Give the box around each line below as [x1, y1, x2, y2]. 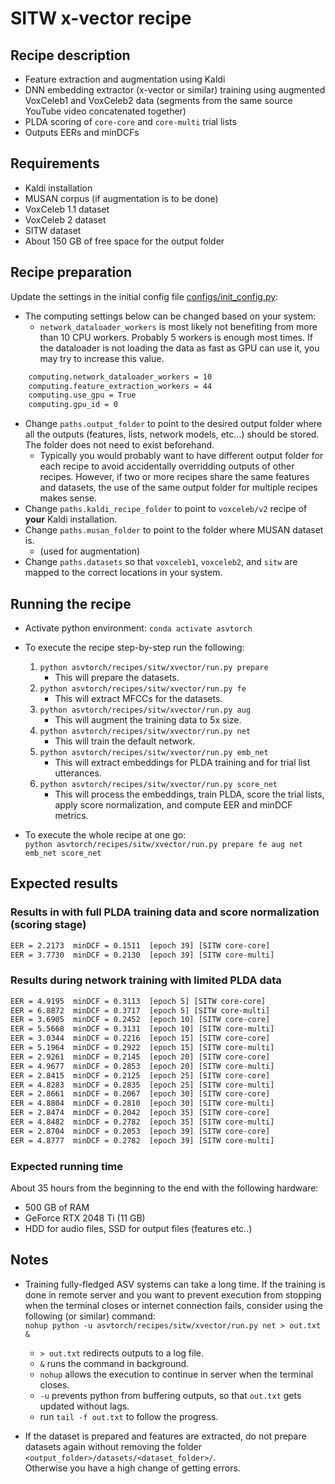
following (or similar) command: [24, 1310, 156, 1322]
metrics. [54, 809, 89, 821]
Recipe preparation [10, 264, 133, 281]
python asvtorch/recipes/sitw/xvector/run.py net [39, 726, 252, 736]
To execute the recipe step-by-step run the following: [24, 641, 245, 653]
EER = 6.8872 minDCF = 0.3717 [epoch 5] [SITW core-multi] [10, 1005, 271, 1016]
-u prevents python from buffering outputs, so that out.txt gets [39, 1389, 302, 1401]
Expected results [10, 875, 118, 892]
